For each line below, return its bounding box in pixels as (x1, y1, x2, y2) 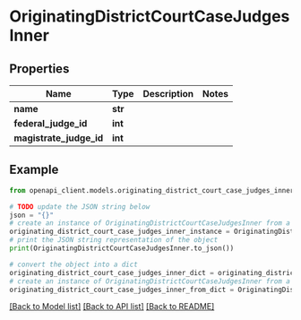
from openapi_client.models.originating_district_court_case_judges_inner (9, 186, 295, 195)
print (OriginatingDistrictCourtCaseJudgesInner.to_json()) (9, 244, 235, 253)
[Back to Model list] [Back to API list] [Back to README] (9, 301, 215, 312)
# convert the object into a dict (9, 260, 139, 269)
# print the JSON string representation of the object (9, 236, 219, 245)
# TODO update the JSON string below (9, 202, 150, 212)
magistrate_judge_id (13, 132, 104, 144)
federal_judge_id (13, 117, 88, 129)
